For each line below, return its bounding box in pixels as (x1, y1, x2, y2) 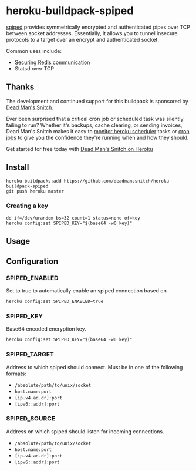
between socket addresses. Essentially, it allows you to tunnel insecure (6, 29, 178, 36)
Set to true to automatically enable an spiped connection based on (6, 287, 167, 294)
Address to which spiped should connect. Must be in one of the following (6, 364, 183, 371)
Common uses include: (6, 47, 62, 54)
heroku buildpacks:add (6, 178, 62, 184)
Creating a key (6, 201, 49, 210)
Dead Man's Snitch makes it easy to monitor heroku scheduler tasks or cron (6, 127, 190, 134)
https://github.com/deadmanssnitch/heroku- (63, 178, 172, 184)
